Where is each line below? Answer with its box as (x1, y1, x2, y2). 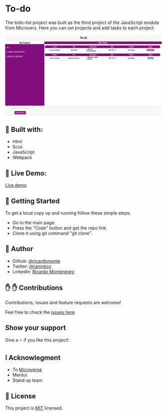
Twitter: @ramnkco (12, 263, 52, 269)
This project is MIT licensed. (5, 405, 63, 411)
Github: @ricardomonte (12, 258, 61, 264)
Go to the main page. (12, 220, 56, 226)
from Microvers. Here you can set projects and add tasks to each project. (5, 24, 155, 30)
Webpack (12, 154, 32, 160)
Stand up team (12, 378, 43, 384)
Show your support (5, 324, 66, 332)
